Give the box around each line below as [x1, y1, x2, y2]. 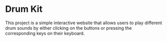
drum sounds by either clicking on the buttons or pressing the [5, 25, 132, 31]
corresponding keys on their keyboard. [5, 30, 85, 36]
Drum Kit [5, 3, 43, 15]
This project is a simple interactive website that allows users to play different [5, 20, 163, 26]
